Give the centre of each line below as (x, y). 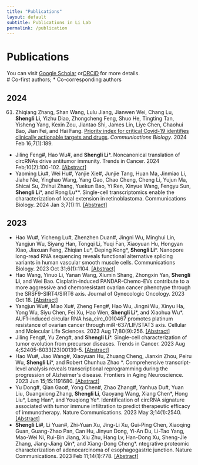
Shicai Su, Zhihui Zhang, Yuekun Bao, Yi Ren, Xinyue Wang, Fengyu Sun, (103, 186)
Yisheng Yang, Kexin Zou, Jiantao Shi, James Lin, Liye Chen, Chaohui (99, 125)
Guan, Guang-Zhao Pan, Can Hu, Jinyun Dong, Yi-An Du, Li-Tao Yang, (100, 431)
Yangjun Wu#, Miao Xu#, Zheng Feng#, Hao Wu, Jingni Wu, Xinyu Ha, (100, 306)
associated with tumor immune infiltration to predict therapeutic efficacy (103, 406)
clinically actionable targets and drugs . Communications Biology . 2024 (101, 137)
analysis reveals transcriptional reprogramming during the (98, 369)
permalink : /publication (37, 28)
